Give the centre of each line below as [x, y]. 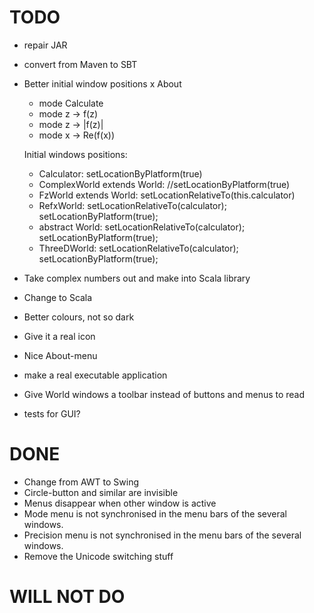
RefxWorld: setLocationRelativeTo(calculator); [132, 205]
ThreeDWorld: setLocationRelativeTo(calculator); [138, 248]
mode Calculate [71, 103]
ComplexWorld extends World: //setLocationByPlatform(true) [164, 184]
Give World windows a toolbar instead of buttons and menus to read [164, 394]
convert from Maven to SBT [80, 64]
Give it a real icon [59, 336]
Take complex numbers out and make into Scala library [137, 278]
